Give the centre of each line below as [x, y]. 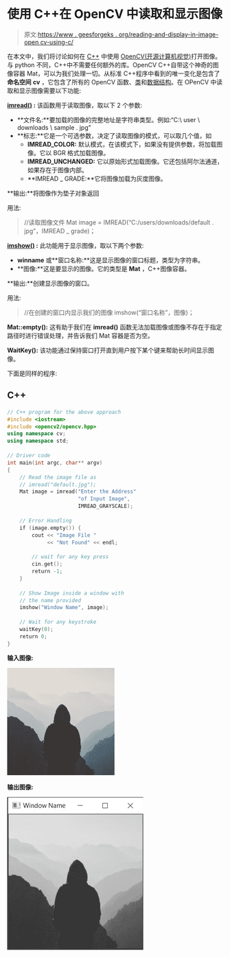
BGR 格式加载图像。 [81, 152]
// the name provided [50, 600]
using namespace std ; [38, 441]
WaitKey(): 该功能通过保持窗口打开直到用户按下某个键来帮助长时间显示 [108, 350]
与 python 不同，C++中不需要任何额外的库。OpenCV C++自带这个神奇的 [110, 65]
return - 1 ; [47, 571]
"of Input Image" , [104, 499]
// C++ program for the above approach [64, 412]
